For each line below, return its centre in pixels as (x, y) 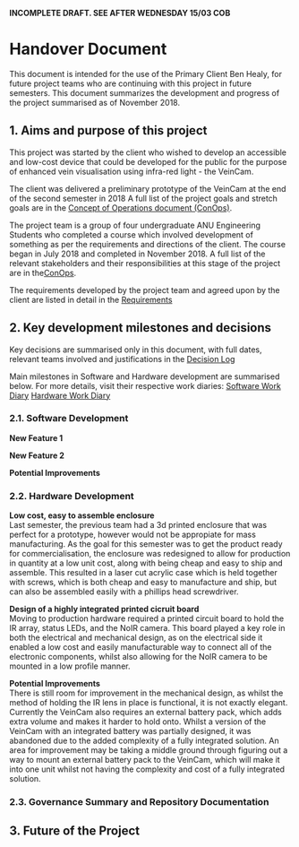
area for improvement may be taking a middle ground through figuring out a (149, 750)
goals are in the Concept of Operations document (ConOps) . (121, 207)
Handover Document (88, 49)
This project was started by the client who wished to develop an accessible (148, 152)
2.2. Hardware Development (72, 496)
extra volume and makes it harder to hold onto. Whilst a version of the (138, 722)
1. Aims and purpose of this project (108, 130)
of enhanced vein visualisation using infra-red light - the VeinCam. (132, 171)
